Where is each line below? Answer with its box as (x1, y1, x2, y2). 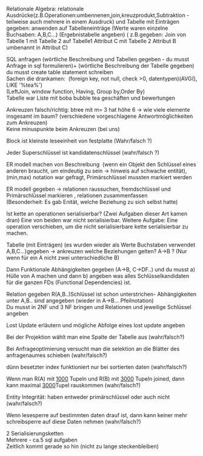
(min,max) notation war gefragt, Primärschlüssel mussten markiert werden (6, 174, 192, 181)
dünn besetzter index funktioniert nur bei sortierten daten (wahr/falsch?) (6, 364, 187, 370)
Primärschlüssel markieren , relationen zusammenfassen (6, 192, 148, 199)
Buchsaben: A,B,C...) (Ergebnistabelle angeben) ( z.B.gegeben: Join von (6, 31, 187, 38)
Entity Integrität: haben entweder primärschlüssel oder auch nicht (6, 393, 170, 400)
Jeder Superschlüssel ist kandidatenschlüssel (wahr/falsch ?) (6, 149, 159, 156)
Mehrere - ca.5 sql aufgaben (6, 437, 78, 443)
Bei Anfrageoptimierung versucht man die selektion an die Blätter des (6, 345, 180, 352)
